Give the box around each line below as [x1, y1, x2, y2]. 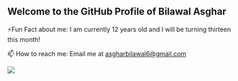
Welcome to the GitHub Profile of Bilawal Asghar [7, 6, 227, 18]
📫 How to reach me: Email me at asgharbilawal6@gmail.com [7, 49, 187, 58]
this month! [7, 35, 41, 43]
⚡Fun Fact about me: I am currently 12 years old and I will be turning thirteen [7, 25, 232, 33]
